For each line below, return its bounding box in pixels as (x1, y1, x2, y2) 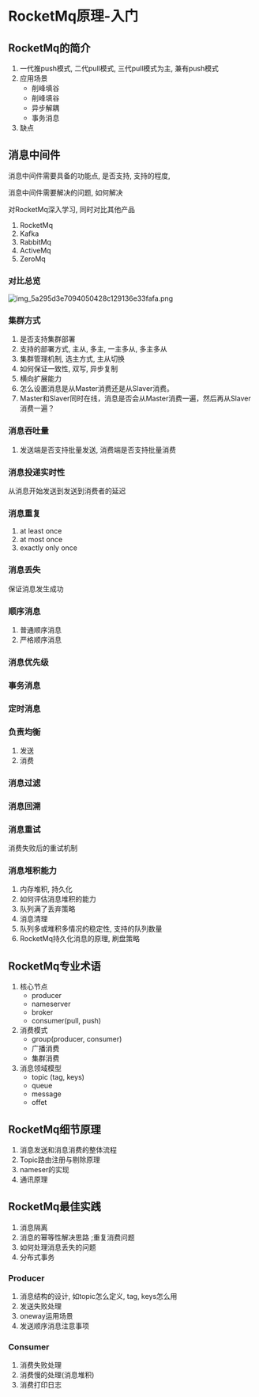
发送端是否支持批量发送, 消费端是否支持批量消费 (19, 445, 176, 454)
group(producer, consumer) (31, 1034, 122, 1044)
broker (31, 1008, 54, 1017)
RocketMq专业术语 (8, 959, 101, 973)
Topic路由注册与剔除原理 (19, 1155, 101, 1164)
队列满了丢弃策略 (19, 904, 76, 914)
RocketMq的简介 (8, 41, 91, 55)
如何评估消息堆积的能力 (19, 894, 96, 904)
